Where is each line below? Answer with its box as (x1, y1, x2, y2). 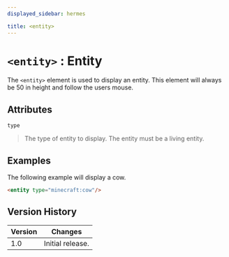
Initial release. (44, 238, 89, 248)
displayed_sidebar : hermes (7, 10, 86, 17)
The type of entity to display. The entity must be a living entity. (24, 134, 205, 143)
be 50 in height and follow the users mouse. (7, 83, 134, 91)
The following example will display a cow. (7, 173, 126, 182)
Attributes (7, 103, 52, 115)
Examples (7, 154, 51, 166)
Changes (51, 226, 82, 236)
